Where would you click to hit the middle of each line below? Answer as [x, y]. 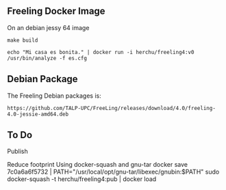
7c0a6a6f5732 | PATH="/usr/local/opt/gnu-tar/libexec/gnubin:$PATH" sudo [113, 172]
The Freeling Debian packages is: [54, 96]
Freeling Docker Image [56, 11]
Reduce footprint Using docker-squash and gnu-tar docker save [98, 165]
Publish [18, 151]
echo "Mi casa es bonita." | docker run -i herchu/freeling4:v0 [101, 52]
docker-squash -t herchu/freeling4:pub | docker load [82, 179]
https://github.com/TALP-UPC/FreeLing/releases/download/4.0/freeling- [111, 108]
